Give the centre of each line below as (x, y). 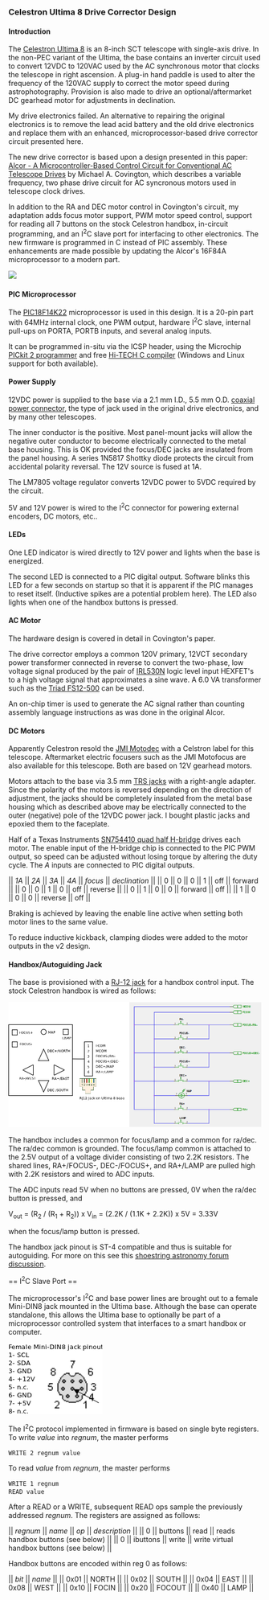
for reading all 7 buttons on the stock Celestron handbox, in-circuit (118, 224)
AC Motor (25, 621)
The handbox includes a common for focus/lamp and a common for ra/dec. (132, 1140)
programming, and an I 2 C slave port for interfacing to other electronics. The (134, 233)
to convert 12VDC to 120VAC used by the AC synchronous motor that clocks (134, 66)
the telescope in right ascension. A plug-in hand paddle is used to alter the (132, 75)
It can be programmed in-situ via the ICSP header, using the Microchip (125, 346)
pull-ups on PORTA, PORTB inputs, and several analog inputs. (110, 330)
